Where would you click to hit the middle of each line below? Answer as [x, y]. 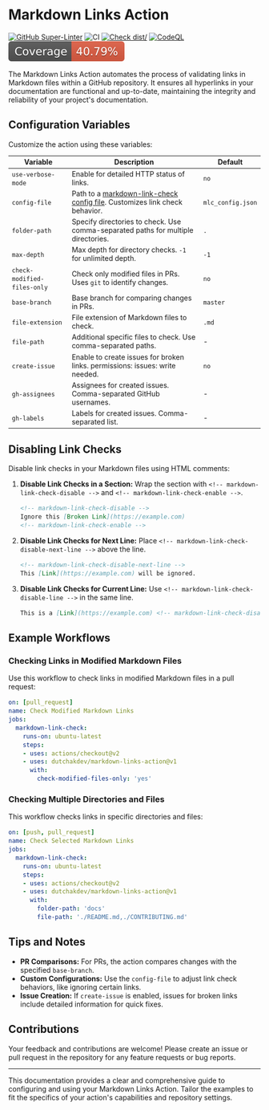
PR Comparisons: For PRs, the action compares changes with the [128, 962]
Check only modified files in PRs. [126, 274]
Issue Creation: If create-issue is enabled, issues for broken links [128, 995]
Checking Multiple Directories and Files [86, 799]
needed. [85, 374]
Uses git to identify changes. [120, 282]
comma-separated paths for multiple [132, 230]
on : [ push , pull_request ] [51, 832]
